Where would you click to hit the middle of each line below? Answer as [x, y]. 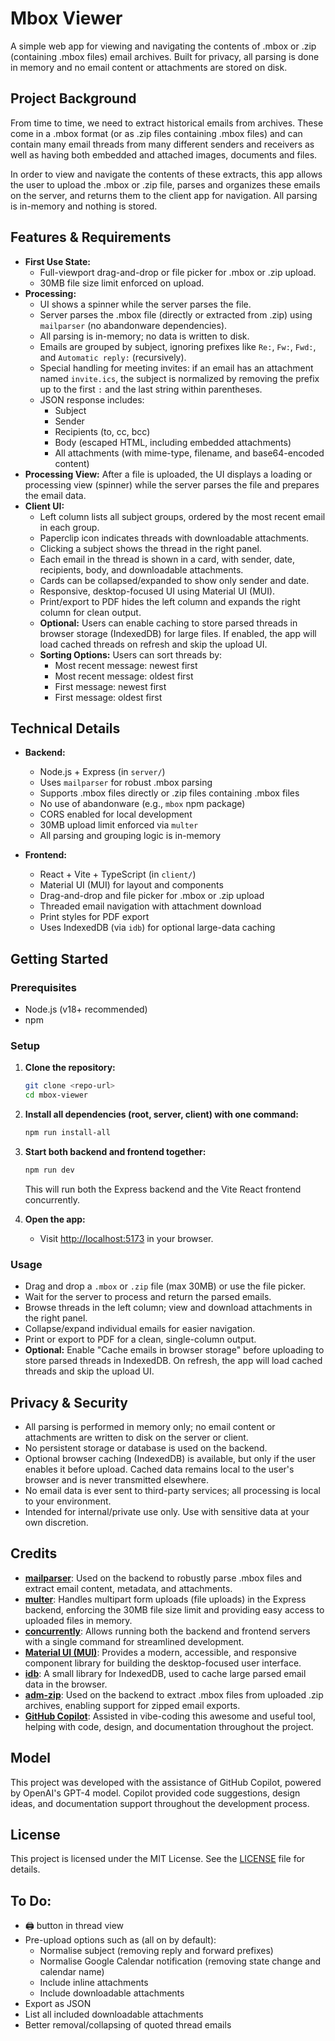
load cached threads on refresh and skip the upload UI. [153, 644]
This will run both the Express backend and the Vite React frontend [163, 1189]
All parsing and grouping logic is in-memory [130, 836]
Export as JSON [58, 2004]
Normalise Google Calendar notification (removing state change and [180, 1961]
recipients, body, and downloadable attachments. [141, 569]
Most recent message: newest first [126, 665]
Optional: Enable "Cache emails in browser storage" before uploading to [174, 1350]
